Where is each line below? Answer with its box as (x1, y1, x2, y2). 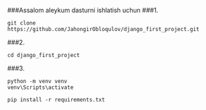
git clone (7, 20, 37, 27)
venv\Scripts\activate (7, 84, 74, 91)
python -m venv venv (7, 78, 68, 85)
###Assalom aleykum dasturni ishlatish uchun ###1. (7, 6, 159, 14)
